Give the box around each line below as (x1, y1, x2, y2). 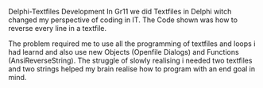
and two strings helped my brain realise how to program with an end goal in (8, 64, 256, 74)
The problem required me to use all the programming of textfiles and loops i (8, 39, 256, 48)
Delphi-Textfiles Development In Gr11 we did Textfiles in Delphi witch (8, 7, 232, 16)
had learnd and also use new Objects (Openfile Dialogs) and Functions (8, 48, 240, 56)
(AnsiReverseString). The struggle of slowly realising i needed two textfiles (8, 55, 253, 65)
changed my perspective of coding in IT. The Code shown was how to (8, 15, 238, 25)
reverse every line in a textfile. (8, 24, 107, 33)
